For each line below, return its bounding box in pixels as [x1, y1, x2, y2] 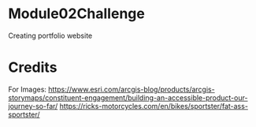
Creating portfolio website [8, 31, 93, 40]
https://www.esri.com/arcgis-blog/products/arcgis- [48, 84, 215, 94]
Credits [8, 58, 58, 77]
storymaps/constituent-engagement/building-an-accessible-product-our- [8, 92, 248, 103]
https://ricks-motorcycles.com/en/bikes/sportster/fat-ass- [59, 101, 248, 110]
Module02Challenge [8, 5, 146, 23]
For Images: [8, 84, 47, 94]
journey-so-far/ [8, 101, 58, 110]
